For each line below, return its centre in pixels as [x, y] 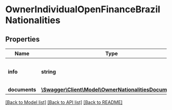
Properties [23, 39]
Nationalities [33, 20]
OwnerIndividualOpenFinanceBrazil [83, 9]
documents [22, 90]
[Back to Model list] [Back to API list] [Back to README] [64, 102]
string [49, 72]
